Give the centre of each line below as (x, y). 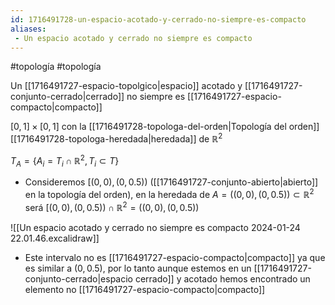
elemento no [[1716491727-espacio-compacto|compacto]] (145, 289)
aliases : (28, 29)
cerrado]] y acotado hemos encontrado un (222, 278)
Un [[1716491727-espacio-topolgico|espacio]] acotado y (126, 86)
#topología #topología (56, 67)
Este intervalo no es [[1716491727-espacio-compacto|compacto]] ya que (175, 257)
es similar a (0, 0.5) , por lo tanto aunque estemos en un (138, 268)
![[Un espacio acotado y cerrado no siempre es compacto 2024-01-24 (155, 227)
